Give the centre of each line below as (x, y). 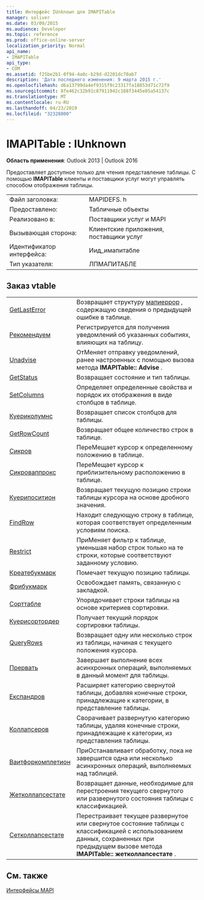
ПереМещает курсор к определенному (134, 448)
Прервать (24, 668)
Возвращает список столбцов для (127, 412)
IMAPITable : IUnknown (66, 144)
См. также (27, 875)
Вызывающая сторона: (43, 233)
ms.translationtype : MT (36, 97)
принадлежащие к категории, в (123, 701)
